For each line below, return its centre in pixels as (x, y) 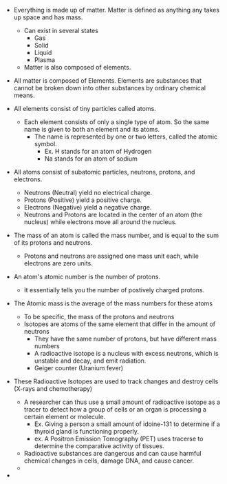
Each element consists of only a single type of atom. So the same (117, 122)
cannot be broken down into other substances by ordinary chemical (110, 88)
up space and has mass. (48, 17)
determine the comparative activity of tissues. (99, 446)
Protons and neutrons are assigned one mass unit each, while (111, 256)
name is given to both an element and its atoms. (92, 129)
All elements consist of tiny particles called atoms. (85, 109)
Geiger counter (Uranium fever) (79, 368)
